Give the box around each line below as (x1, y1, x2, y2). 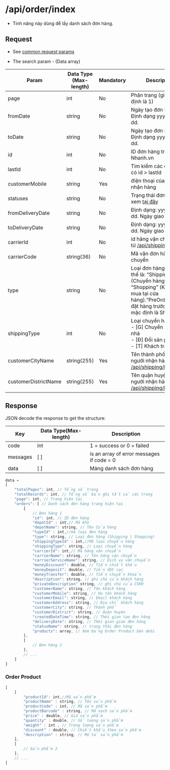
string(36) (66, 253, 91, 260)
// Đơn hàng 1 (32, 510, 62, 516)
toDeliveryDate (8, 224, 44, 231)
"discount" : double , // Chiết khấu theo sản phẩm (23, 727, 142, 732)
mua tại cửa (131, 290, 159, 297)
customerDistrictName (8, 378, 62, 385)
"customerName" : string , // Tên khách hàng (32, 586, 125, 591)
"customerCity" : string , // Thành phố (32, 605, 116, 610)
